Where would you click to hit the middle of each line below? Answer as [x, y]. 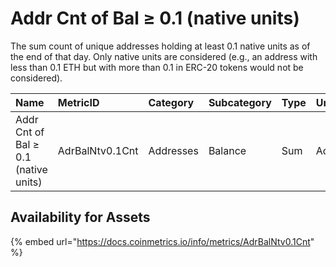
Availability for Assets [80, 217]
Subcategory [240, 102]
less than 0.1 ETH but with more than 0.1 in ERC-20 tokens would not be [157, 67]
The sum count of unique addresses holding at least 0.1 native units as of [160, 46]
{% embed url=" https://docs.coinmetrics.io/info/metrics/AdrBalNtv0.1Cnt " [162, 241]
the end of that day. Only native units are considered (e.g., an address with [164, 56]
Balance [227, 150]
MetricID [78, 102]
